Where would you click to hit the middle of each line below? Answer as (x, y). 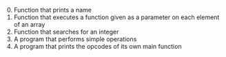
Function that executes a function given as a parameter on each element (116, 17)
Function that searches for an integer (66, 32)
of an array (29, 24)
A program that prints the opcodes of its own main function (97, 46)
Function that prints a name (52, 10)
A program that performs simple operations (75, 39)
